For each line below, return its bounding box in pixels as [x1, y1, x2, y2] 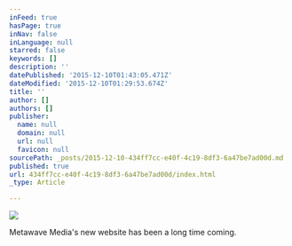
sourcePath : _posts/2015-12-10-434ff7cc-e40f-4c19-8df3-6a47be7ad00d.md [9, 153, 284, 163]
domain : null [17, 129, 66, 138]
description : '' [9, 63, 69, 72]
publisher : [9, 112, 50, 121]
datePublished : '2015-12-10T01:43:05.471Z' [9, 71, 173, 80]
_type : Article [9, 179, 66, 187]
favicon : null [17, 145, 69, 154]
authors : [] [9, 104, 53, 113]
